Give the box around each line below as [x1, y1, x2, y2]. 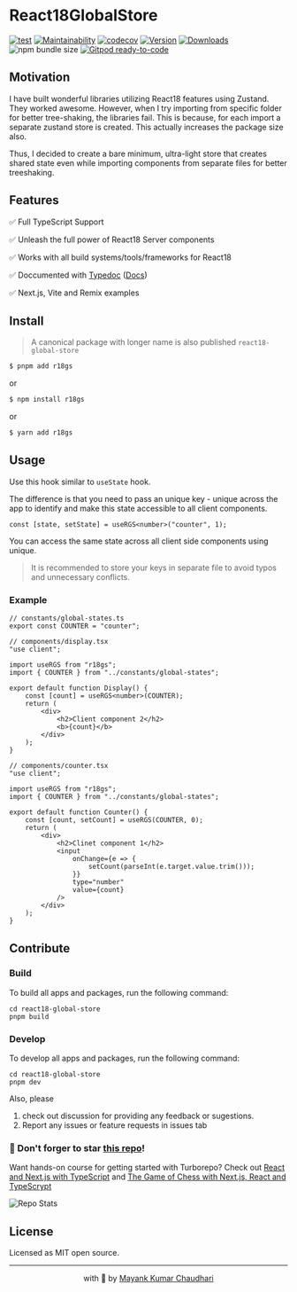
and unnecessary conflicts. [30, 571, 131, 582]
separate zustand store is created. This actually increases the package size [9, 121, 285, 132]
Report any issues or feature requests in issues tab [21, 1120, 208, 1131]
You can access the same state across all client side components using [9, 536, 269, 546]
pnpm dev [9, 1078, 42, 1087]
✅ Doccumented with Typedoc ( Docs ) [9, 270, 148, 280]
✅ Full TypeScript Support [9, 216, 104, 227]
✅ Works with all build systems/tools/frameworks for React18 [9, 252, 232, 262]
